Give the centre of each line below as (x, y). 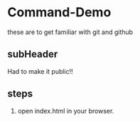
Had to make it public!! (40, 71)
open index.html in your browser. (66, 111)
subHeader (33, 54)
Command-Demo (59, 12)
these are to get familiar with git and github (70, 32)
